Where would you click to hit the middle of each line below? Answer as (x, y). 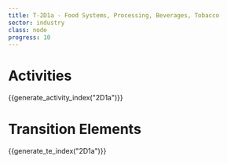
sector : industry (37, 23)
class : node (27, 30)
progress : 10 (29, 37)
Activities (40, 76)
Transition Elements (75, 129)
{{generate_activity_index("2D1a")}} (66, 98)
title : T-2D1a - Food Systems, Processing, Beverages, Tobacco (114, 15)
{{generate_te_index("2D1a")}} (57, 151)
